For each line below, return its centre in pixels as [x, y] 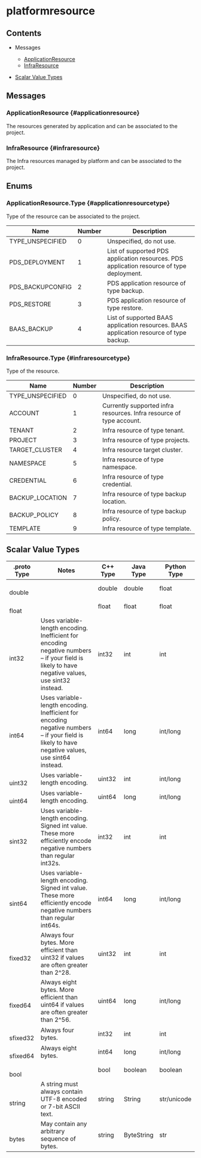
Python [176, 566]
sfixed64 [22, 1056]
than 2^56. [56, 1020]
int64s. [50, 926]
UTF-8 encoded [64, 1099]
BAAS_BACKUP [31, 329]
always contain [62, 1092]
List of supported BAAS [140, 318]
